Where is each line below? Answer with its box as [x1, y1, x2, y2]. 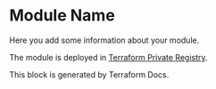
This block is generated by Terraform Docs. [9, 69, 170, 80]
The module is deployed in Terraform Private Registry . [9, 52, 208, 62]
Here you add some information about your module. [9, 35, 200, 45]
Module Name [9, 5, 116, 26]
